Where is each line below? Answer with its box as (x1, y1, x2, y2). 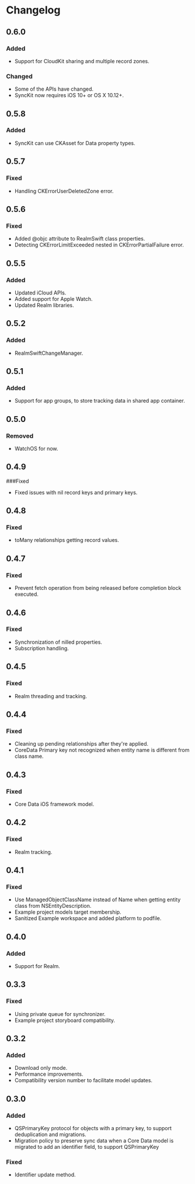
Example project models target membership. (14, 908, 121, 916)
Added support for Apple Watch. (14, 295, 93, 302)
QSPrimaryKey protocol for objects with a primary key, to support (14, 1125, 172, 1132)
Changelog (6, 4, 61, 17)
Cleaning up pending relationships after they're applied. (14, 740, 149, 747)
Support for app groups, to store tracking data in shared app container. (14, 397, 185, 404)
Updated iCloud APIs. (14, 289, 67, 296)
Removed (6, 431, 34, 440)
